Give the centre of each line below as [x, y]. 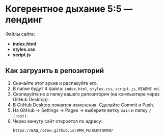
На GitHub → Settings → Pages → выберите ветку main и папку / [82, 110]
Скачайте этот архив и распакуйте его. [55, 83]
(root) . [20, 116]
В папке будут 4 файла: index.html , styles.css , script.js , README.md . [86, 88]
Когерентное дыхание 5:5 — [69, 9]
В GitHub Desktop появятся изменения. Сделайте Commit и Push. [83, 105]
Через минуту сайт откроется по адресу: [58, 121]
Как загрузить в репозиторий [55, 71]
